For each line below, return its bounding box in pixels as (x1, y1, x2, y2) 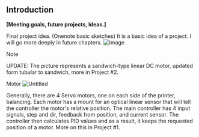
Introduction (6, 5, 54, 15)
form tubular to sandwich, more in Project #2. (6, 68, 119, 76)
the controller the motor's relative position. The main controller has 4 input (6, 105, 191, 112)
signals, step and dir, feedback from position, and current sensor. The (6, 111, 179, 118)
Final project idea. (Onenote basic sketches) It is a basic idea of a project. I (6, 32, 191, 40)
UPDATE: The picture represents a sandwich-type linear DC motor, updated (6, 62, 194, 69)
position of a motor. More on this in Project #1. (6, 123, 120, 131)
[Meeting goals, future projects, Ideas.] (6, 20, 106, 28)
